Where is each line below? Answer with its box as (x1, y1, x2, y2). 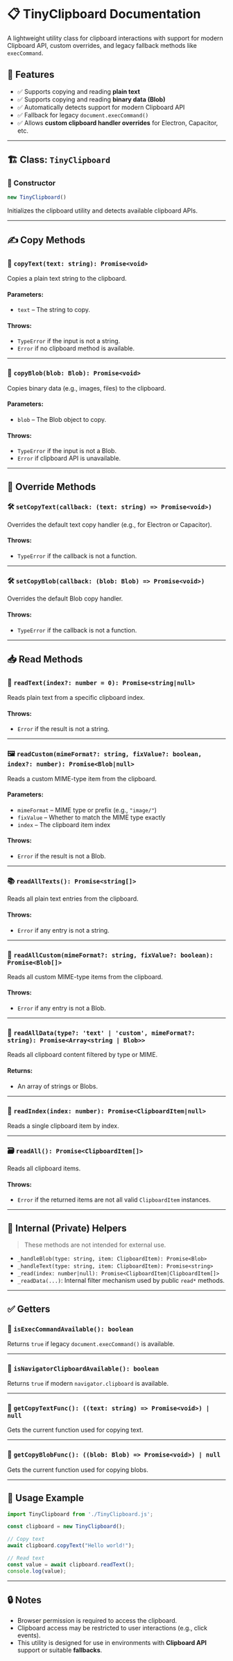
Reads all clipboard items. (7, 1164, 81, 1172)
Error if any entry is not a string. (17, 926, 110, 934)
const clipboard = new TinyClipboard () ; (7, 1523, 126, 1530)
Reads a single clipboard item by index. (7, 1121, 119, 1130)
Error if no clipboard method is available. (17, 344, 135, 352)
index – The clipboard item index (17, 820, 111, 828)
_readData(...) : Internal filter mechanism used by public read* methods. (17, 1277, 225, 1285)
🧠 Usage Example (7, 1492, 85, 1504)
